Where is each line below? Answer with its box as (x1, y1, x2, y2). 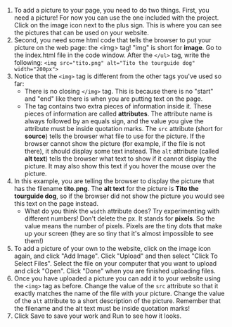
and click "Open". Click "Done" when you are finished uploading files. (13, 267, 216, 275)
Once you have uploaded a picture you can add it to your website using (13, 274, 221, 283)
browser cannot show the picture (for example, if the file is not (24, 140, 205, 147)
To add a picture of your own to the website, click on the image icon (13, 245, 211, 252)
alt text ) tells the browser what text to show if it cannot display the (24, 154, 217, 163)
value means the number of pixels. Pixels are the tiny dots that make (24, 222, 223, 230)
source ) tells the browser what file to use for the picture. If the (24, 132, 205, 140)
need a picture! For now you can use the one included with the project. (13, 13, 219, 22)
